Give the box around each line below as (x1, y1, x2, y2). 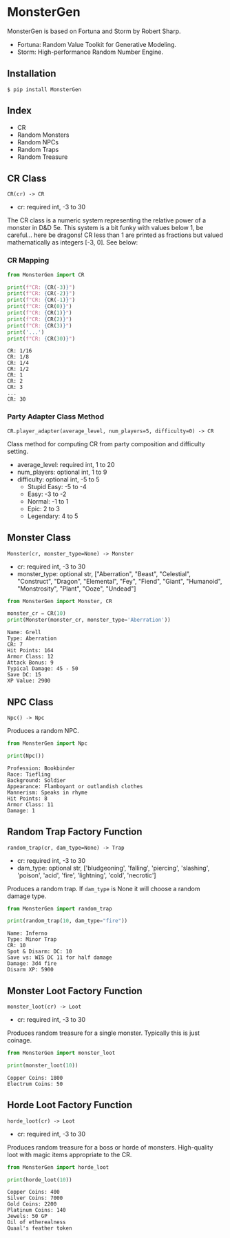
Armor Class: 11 (7, 801, 54, 808)
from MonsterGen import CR (7, 271, 85, 278)
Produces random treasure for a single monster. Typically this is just (7, 1029, 200, 1037)
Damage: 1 (7, 807, 36, 814)
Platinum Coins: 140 (7, 1207, 67, 1214)
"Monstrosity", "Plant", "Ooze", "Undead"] (17, 584, 136, 593)
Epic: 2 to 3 (27, 504, 60, 513)
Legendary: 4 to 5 (27, 512, 79, 520)
